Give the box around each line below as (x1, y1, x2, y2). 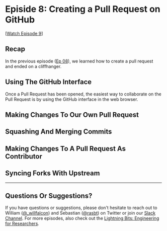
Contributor (5, 152, 42, 160)
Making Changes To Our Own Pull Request (5, 110, 139, 119)
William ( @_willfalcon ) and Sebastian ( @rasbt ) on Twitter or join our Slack (5, 210, 156, 216)
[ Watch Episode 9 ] (5, 30, 43, 36)
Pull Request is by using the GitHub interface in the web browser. (5, 96, 138, 102)
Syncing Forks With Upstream (5, 169, 100, 177)
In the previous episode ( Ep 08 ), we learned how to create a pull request (5, 58, 154, 64)
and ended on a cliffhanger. (5, 63, 62, 69)
